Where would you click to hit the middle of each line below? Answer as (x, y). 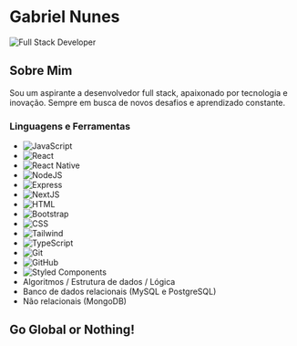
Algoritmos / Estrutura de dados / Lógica (99, 282)
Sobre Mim (41, 71)
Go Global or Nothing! (72, 330)
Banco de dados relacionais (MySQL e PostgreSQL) (119, 292)
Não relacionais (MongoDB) (75, 301)
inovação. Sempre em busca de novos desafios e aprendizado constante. (148, 102)
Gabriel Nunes (65, 17)
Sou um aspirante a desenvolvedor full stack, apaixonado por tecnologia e (149, 92)
